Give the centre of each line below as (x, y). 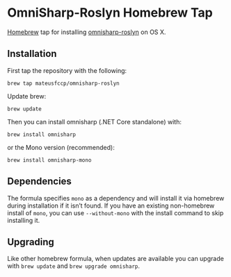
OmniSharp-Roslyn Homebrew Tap (110, 13)
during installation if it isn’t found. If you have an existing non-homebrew (111, 205)
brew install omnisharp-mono (49, 160)
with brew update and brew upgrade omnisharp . (74, 266)
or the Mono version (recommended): (61, 147)
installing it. (24, 220)
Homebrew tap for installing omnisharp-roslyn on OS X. (87, 32)
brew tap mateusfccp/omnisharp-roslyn (63, 83)
